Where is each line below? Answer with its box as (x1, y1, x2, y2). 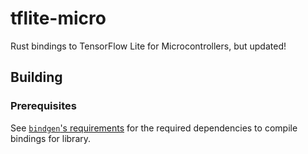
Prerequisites (10, 99, 77, 113)
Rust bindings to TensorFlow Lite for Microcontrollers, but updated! (10, 40, 287, 52)
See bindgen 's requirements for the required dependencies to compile (10, 122, 298, 134)
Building (10, 69, 63, 86)
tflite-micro (10, 7, 107, 30)
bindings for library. (10, 132, 92, 144)
